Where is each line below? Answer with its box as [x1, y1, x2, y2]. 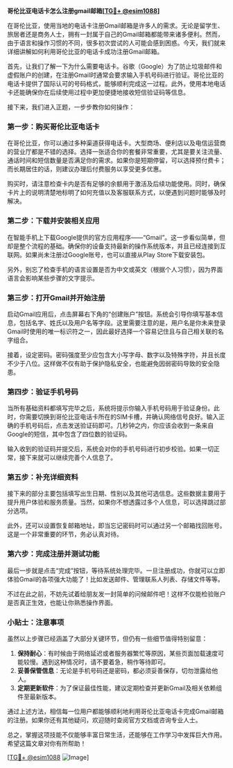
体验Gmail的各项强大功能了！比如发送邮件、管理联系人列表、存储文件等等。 [7, 575, 224, 583]
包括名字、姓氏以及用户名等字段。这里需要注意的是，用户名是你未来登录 [19, 318, 226, 326]
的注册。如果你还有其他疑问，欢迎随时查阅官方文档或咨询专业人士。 [7, 716, 202, 724]
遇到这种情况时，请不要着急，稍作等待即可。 [41, 658, 170, 666]
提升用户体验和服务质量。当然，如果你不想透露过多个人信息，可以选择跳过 [7, 498, 220, 507]
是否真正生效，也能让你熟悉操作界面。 [7, 598, 116, 606]
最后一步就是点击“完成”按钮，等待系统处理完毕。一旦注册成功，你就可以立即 [7, 566, 225, 575]
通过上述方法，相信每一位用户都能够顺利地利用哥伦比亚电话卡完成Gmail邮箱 [7, 707, 224, 716]
